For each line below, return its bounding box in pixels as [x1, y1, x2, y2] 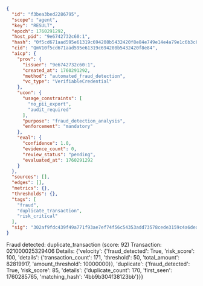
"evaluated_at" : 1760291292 [22, 157, 94, 163]
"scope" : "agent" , [11, 17, 59, 23]
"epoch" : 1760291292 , [11, 28, 66, 34]
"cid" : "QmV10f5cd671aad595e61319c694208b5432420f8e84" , [11, 45, 158, 51]
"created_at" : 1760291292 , [22, 67, 91, 74]
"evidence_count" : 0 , [22, 145, 77, 152]
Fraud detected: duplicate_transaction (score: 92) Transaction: [6, 241, 162, 248]
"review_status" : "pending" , [22, 151, 96, 157]
